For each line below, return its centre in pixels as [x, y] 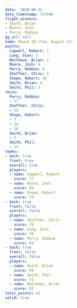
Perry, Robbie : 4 [27, 69]
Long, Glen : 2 [24, 55]
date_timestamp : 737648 [29, 14]
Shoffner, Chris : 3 [29, 74]
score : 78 [24, 234]
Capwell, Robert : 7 [29, 51]
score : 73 [24, 197]
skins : [12, 92]
